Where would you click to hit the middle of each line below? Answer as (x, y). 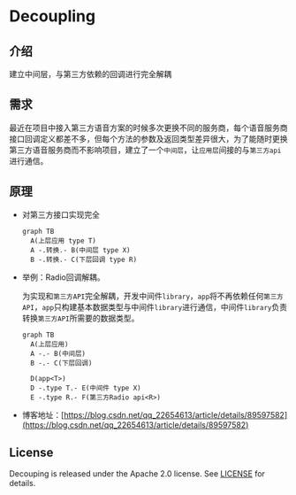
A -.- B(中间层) (58, 353)
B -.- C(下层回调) (61, 363)
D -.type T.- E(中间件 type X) (86, 388)
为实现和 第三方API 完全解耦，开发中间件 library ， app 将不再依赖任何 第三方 (153, 296)
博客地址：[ (43, 414)
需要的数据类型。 (108, 318)
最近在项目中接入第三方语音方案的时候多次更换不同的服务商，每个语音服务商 (148, 128)
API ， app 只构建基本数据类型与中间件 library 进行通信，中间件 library (147, 306)
